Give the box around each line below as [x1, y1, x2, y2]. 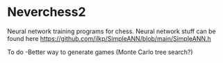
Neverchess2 [7, 4, 86, 20]
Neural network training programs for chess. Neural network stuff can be [7, 27, 217, 35]
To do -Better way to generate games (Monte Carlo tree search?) [7, 48, 193, 56]
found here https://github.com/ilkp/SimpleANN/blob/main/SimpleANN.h [7, 34, 212, 42]
